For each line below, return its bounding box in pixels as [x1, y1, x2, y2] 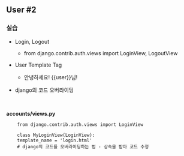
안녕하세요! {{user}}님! [23, 73, 78, 80]
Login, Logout [14, 38, 50, 45]
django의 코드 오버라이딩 [14, 86, 74, 94]
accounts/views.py [6, 110, 56, 117]
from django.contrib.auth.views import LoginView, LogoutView [23, 49, 178, 56]
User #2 [6, 5, 37, 15]
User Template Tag [14, 61, 62, 68]
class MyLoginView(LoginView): [17, 132, 95, 138]
